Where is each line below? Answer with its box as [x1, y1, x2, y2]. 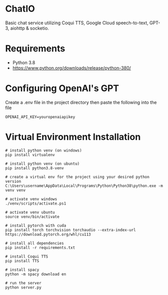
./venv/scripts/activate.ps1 [5, 201, 66, 206]
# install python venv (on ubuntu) [5, 161, 80, 166]
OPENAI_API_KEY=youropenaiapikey [5, 114, 75, 119]
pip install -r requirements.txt [5, 245, 75, 250]
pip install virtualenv [5, 152, 55, 157]
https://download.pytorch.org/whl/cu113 [5, 232, 92, 237]
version [5, 179, 22, 184]
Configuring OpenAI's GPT [5, 83, 119, 94]
